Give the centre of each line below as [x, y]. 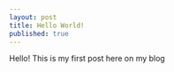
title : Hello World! [47, 25]
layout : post [33, 17]
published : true [39, 33]
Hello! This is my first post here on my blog [87, 59]
